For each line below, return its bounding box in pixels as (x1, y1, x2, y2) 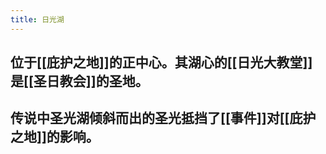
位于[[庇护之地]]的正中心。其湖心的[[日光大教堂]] (10, 54, 313, 71)
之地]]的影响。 (10, 129, 100, 146)
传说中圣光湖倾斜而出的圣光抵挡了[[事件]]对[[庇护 (10, 110, 317, 127)
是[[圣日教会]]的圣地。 (10, 73, 149, 90)
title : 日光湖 (10, 14, 65, 25)
